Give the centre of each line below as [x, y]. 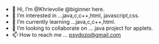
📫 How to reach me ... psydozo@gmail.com [66, 35]
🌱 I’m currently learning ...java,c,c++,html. [64, 22]
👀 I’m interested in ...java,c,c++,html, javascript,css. [76, 15]
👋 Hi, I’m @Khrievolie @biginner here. [58, 9]
